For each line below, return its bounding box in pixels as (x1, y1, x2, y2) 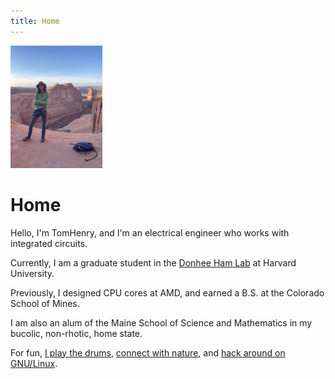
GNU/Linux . (10, 357, 58, 369)
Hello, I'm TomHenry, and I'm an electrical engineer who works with (10, 226, 290, 239)
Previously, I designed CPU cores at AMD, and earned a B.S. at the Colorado (10, 286, 325, 299)
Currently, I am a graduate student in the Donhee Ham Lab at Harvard (10, 256, 297, 269)
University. (10, 267, 55, 279)
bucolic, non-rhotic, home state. (10, 327, 143, 339)
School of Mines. (10, 297, 80, 309)
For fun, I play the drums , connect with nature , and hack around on (10, 346, 286, 359)
